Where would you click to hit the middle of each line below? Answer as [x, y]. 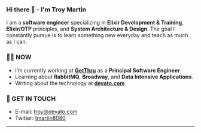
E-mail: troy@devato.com [46, 111]
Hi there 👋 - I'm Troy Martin [46, 10]
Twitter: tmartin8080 [40, 118]
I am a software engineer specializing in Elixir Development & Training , [95, 23]
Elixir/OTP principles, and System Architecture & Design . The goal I [91, 29]
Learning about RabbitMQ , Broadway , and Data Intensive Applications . [104, 77]
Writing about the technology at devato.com [70, 83]
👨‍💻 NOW [19, 58]
